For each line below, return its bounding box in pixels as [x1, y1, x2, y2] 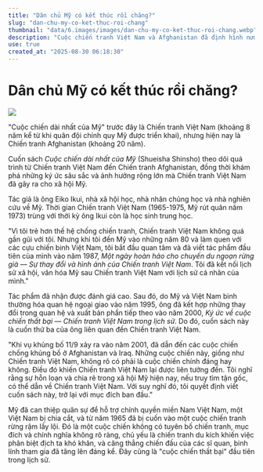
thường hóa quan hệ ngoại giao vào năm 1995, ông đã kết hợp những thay [8, 300, 247, 309]
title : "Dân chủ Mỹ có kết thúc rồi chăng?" [8, 11, 156, 20]
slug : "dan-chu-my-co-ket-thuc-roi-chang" [8, 19, 149, 27]
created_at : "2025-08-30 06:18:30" [8, 48, 124, 56]
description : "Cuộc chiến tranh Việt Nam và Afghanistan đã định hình [8, 33, 243, 42]
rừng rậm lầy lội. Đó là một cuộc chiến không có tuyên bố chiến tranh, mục [8, 421, 249, 431]
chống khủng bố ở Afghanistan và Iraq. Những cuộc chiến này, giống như [8, 348, 245, 358]
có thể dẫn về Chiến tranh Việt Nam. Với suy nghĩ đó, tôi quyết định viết [8, 381, 239, 390]
